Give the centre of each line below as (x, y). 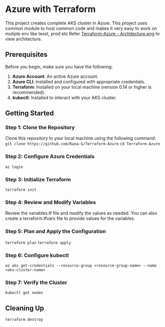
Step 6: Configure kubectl (37, 255)
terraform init (21, 190)
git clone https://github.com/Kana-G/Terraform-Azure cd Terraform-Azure (82, 144)
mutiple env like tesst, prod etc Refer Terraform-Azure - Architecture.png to (82, 33)
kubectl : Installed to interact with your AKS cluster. (64, 97)
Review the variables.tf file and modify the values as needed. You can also (81, 213)
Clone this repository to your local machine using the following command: (81, 138)
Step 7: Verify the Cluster (36, 282)
